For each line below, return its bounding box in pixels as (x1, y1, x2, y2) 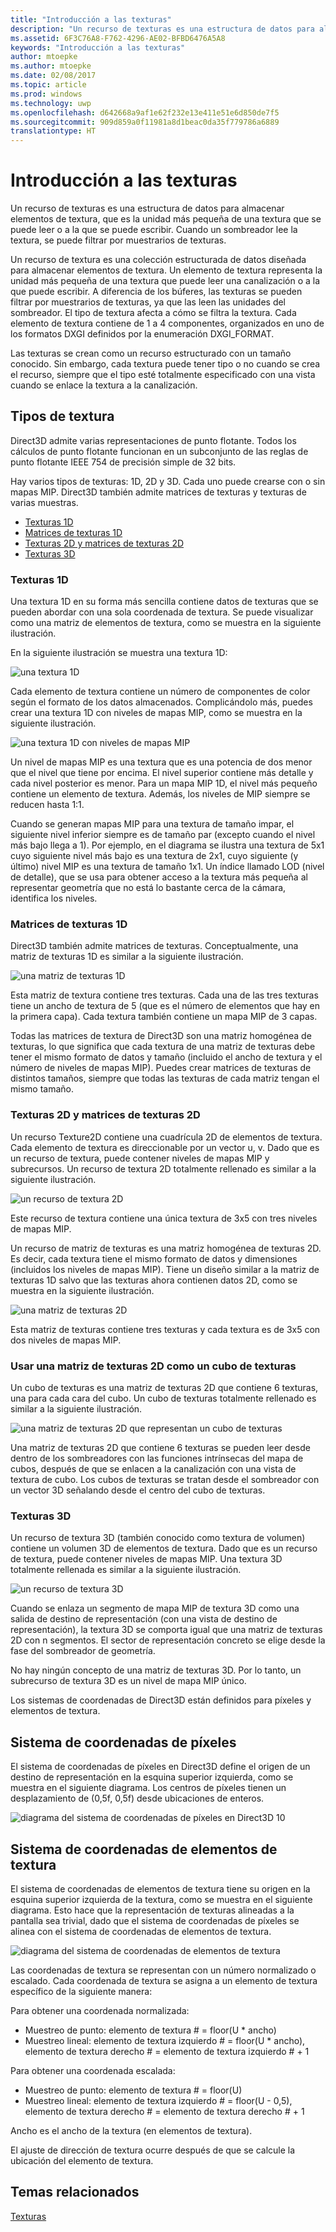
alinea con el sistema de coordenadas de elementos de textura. (10, 1925, 272, 1937)
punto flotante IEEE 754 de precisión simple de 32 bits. (10, 456, 237, 468)
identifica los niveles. (10, 892, 98, 905)
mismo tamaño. (10, 1083, 74, 1095)
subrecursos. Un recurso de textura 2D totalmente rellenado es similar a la (10, 1162, 317, 1175)
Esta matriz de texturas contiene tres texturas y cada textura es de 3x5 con (10, 1323, 321, 1335)
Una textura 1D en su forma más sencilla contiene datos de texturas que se (10, 596, 319, 608)
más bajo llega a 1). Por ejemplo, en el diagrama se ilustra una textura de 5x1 (10, 839, 325, 851)
